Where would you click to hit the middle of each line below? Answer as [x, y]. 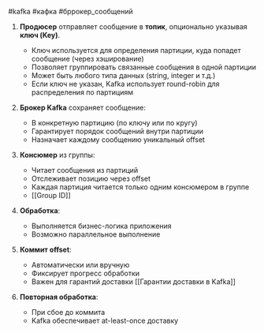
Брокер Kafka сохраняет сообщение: [82, 107]
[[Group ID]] [51, 195]
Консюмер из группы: [57, 155]
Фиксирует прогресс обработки [86, 273]
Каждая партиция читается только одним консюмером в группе [140, 187]
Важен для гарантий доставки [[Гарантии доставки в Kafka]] [134, 282]
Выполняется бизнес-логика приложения [101, 226]
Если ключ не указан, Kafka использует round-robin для [125, 84]
